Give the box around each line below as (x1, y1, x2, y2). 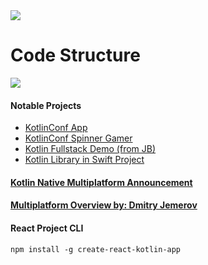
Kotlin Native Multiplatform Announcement (10, 176, 193, 188)
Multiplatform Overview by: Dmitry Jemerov (10, 199, 198, 211)
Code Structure (10, 44, 141, 67)
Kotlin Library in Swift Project (24, 154, 145, 166)
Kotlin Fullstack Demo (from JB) (24, 143, 157, 155)
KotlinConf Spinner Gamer (24, 132, 133, 144)
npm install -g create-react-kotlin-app (10, 244, 182, 254)
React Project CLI (10, 222, 84, 234)
